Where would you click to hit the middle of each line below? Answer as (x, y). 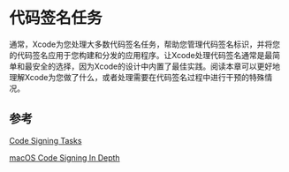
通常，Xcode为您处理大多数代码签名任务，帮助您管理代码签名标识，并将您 (145, 44)
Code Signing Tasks (46, 140)
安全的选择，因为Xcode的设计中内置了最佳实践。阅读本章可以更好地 (156, 66)
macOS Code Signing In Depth (65, 157)
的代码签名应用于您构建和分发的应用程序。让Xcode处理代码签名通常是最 (141, 55)
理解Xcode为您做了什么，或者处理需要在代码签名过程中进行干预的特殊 (137, 77)
